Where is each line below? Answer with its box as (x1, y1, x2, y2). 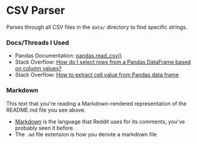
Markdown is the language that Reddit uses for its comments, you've (14, 118, 185, 125)
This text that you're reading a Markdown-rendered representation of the (6, 100, 187, 107)
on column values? (14, 65, 62, 72)
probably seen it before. (14, 124, 75, 131)
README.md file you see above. (6, 106, 86, 113)
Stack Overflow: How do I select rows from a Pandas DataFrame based (14, 58, 191, 66)
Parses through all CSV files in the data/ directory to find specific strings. (6, 23, 187, 31)
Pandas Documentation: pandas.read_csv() (14, 52, 122, 59)
